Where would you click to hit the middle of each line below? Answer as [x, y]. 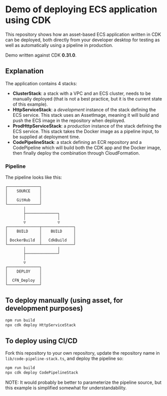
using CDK [28, 20]
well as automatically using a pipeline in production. [59, 45]
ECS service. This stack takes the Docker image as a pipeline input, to [86, 131]
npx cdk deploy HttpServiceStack [41, 325]
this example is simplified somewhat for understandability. [66, 388]
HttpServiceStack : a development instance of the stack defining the [84, 109]
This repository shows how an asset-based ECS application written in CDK [83, 34]
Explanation [25, 71]
